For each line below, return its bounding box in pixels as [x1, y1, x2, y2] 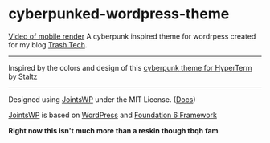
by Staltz [8, 71, 38, 81]
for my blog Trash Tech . [8, 39, 88, 49]
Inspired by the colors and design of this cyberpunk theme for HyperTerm [8, 63, 252, 72]
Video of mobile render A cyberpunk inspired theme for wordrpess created [8, 31, 256, 41]
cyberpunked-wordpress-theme [8, 5, 230, 23]
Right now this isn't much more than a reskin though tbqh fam [8, 125, 219, 135]
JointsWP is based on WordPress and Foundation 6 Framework [8, 110, 217, 120]
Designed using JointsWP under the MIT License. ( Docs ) [8, 94, 196, 104]
